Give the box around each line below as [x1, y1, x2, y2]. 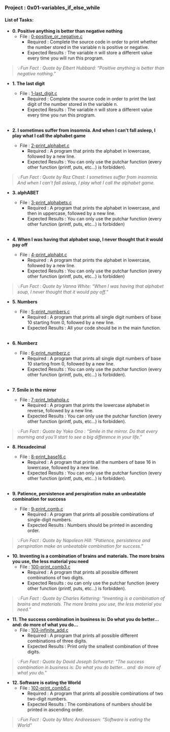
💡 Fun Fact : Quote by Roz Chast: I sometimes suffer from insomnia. [17, 174, 158, 180]
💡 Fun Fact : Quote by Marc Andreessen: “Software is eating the [17, 717, 151, 723]
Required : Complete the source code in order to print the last [27, 96, 156, 102]
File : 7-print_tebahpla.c [19, 397, 70, 403]
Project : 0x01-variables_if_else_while [5, 4, 100, 11]
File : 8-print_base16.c [19, 454, 66, 460]
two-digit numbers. [27, 696, 67, 702]
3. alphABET [12, 190, 39, 196]
